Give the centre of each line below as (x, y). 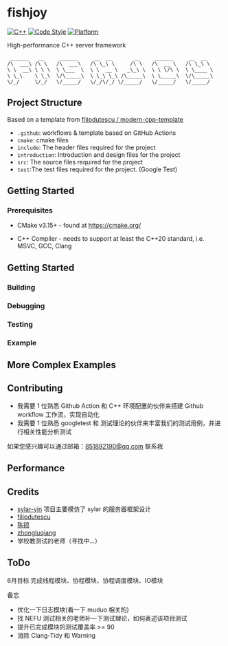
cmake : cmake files (43, 140)
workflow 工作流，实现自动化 (58, 414)
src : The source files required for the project (80, 162)
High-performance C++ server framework (67, 45)
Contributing (35, 388)
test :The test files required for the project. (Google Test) (97, 169)
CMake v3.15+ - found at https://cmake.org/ (79, 226)
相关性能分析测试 (47, 431)
